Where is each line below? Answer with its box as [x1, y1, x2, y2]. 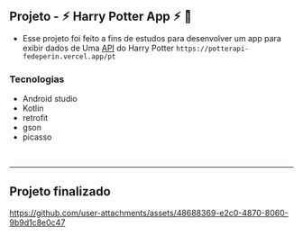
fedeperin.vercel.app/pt [22, 51, 116, 61]
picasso [22, 132, 52, 142]
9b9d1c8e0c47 [9, 217, 66, 228]
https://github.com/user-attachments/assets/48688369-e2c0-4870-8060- [9, 207, 289, 218]
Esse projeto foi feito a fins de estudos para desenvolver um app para [22, 32, 281, 43]
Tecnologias [9, 73, 65, 86]
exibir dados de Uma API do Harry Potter [22, 42, 174, 53]
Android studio [22, 94, 78, 104]
